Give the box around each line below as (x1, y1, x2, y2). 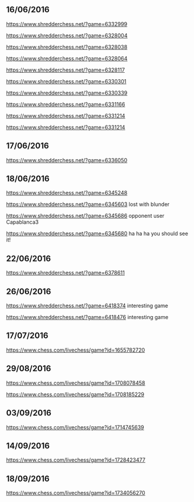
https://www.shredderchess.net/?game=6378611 (6, 269, 125, 276)
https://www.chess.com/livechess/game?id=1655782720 (6, 346, 145, 353)
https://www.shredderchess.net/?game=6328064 (6, 54, 128, 62)
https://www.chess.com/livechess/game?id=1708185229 (6, 391, 145, 398)
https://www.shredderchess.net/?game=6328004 (6, 32, 128, 39)
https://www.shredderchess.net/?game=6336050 (6, 156, 128, 163)
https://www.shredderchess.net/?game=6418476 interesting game (6, 314, 169, 321)
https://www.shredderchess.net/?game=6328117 (6, 66, 125, 73)
